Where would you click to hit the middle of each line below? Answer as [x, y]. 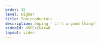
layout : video [20, 33]
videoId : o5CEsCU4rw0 [28, 28]
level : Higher [20, 14]
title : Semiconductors [29, 19]
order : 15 [16, 10]
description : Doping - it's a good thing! [50, 23]
